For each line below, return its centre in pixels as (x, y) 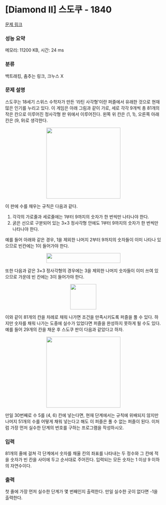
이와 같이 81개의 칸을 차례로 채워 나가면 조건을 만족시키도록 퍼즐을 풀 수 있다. (79, 317)
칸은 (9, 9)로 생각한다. (27, 120)
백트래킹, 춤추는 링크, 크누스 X (34, 76)
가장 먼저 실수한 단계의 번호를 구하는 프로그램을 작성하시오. (67, 427)
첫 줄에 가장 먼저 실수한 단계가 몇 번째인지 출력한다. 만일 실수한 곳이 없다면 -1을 (82, 492)
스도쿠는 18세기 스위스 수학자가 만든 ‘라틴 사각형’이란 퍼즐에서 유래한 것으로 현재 (83, 102)
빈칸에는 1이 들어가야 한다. (44, 246)
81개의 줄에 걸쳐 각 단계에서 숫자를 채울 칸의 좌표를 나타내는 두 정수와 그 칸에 (79, 453)
